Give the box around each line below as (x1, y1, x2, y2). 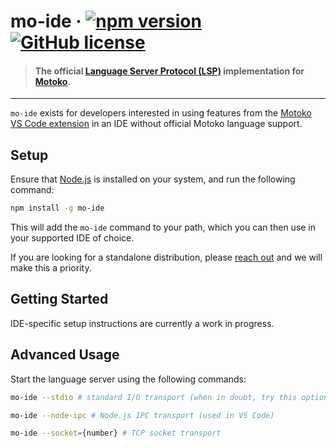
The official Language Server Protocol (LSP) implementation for (34, 65, 305, 77)
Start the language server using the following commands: (10, 373, 247, 385)
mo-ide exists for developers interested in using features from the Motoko (10, 107, 312, 119)
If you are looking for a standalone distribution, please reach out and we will (10, 251, 323, 264)
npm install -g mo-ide (10, 203, 105, 214)
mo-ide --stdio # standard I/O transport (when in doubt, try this (10, 392, 298, 402)
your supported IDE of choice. (10, 232, 135, 244)
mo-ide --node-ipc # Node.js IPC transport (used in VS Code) (10, 410, 275, 420)
